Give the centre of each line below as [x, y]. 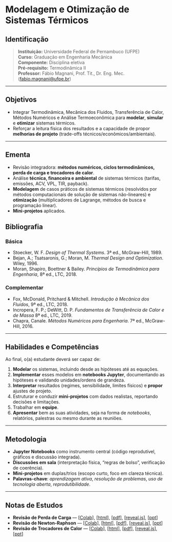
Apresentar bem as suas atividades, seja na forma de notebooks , [82, 413]
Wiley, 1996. [25, 264]
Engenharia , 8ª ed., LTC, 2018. [45, 274]
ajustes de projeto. [32, 391]
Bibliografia [24, 227]
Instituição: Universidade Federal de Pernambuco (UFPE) [79, 52]
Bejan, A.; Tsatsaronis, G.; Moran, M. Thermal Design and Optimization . [88, 258]
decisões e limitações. [36, 402]
